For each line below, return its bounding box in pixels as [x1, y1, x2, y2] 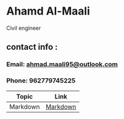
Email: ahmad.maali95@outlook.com [6, 60, 118, 69]
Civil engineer [6, 24, 41, 32]
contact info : [6, 42, 58, 52]
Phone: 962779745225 [6, 76, 76, 85]
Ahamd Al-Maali [6, 4, 90, 18]
